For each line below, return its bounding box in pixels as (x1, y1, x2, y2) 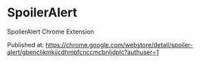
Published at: (7, 40, 45, 49)
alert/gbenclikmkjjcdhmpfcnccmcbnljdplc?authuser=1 (7, 48, 159, 56)
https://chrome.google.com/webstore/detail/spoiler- (45, 40, 194, 49)
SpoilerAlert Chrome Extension (7, 27, 94, 36)
